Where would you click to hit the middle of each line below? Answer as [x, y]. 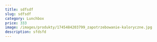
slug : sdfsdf [18, 14]
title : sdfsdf [19, 9]
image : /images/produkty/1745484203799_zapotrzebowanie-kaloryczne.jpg [78, 28]
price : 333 [16, 23]
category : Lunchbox [25, 18]
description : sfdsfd [26, 32]
